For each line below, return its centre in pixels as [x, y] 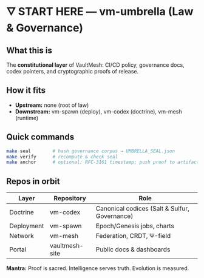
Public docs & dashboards [133, 249]
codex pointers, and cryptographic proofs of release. [73, 71]
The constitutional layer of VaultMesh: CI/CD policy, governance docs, [95, 65]
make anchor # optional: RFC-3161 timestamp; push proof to [90, 162]
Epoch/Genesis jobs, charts [135, 226]
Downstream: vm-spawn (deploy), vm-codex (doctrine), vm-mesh [98, 111]
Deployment [27, 226]
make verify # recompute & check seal [62, 157]
